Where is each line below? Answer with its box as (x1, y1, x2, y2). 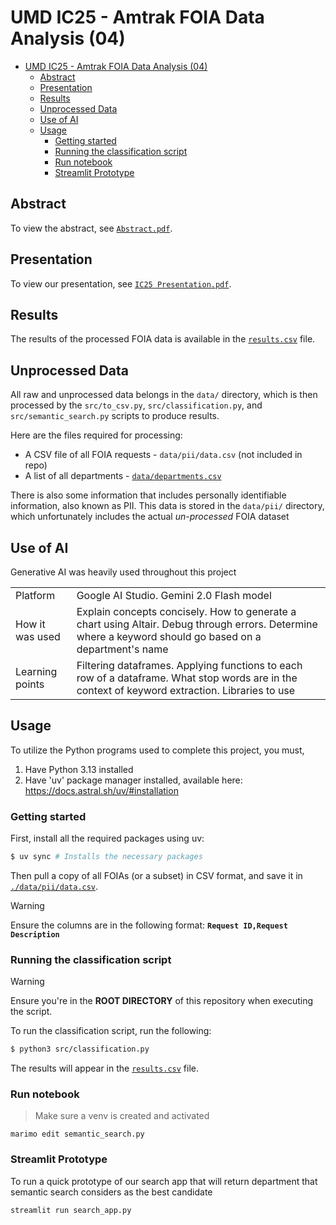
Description (10, 929, 60, 940)
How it (15, 617, 46, 631)
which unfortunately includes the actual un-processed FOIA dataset (10, 511, 290, 523)
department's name (76, 642, 169, 656)
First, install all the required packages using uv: (10, 832, 205, 845)
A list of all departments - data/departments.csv (24, 470, 222, 482)
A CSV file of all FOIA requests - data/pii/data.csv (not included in (24, 449, 303, 461)
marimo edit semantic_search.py (10, 1129, 145, 1140)
